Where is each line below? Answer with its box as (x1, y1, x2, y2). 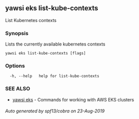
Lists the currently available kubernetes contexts (5, 41, 105, 47)
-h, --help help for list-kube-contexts (9, 73, 99, 79)
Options (5, 62, 25, 69)
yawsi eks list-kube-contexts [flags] (5, 51, 86, 56)
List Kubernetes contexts (5, 17, 56, 23)
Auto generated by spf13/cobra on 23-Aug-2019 (5, 108, 105, 114)
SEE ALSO (5, 85, 30, 92)
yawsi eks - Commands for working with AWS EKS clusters (12, 96, 134, 102)
